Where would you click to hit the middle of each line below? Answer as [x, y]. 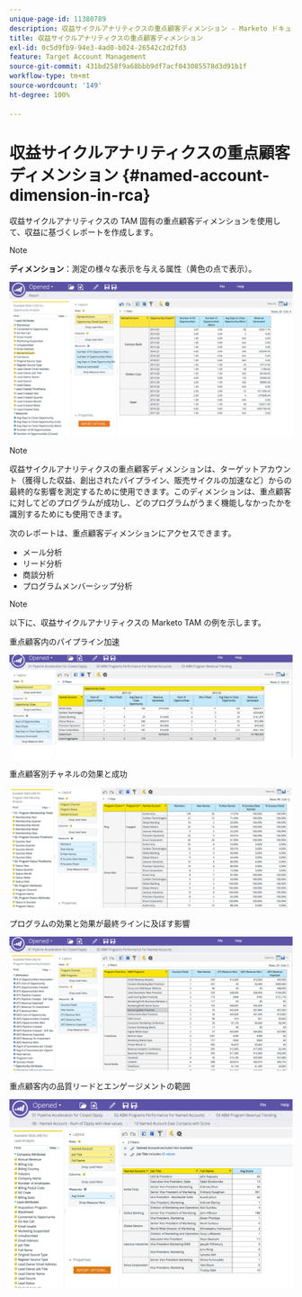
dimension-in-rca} [80, 195]
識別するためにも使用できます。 [68, 514]
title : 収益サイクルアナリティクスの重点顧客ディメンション [107, 38]
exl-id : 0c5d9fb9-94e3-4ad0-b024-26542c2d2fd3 [98, 48]
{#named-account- [195, 175]
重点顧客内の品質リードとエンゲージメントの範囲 [100, 1085]
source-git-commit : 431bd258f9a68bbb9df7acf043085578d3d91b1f [128, 67]
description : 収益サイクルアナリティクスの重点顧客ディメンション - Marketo [138, 28]
